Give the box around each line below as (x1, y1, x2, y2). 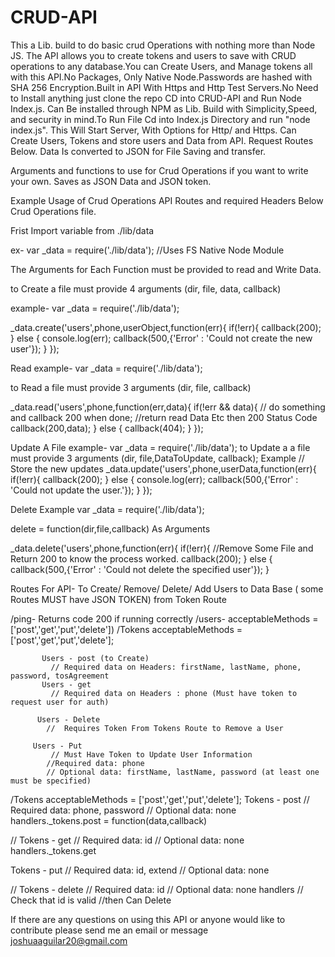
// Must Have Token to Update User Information (50, 749, 253, 760)
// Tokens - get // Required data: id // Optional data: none (10, 834, 245, 846)
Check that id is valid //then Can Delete (10, 894, 172, 906)
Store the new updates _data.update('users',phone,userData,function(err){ (10, 462, 317, 475)
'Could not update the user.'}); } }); (10, 484, 153, 496)
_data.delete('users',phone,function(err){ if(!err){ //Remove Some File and (10, 542, 314, 554)
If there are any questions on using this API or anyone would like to (10, 913, 286, 925)
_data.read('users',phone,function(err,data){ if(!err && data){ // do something (10, 401, 326, 413)
